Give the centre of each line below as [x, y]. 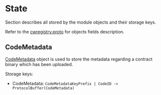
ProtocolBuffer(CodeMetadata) [43, 88]
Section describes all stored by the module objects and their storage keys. [81, 22]
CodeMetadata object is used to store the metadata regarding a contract [79, 59]
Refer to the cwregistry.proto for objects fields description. [65, 32]
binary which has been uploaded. [39, 64]
